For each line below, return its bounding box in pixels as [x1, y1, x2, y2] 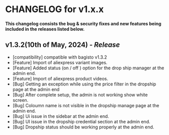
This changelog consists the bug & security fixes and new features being [5, 20, 161, 26]
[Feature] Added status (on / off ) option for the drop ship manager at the [12, 65, 164, 71]
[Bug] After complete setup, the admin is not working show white [12, 92, 148, 98]
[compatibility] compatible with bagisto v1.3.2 [12, 54, 107, 60]
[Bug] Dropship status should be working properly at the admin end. [12, 124, 154, 130]
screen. [12, 97, 29, 103]
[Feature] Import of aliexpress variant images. [12, 59, 107, 65]
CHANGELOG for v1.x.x [5, 4, 104, 15]
